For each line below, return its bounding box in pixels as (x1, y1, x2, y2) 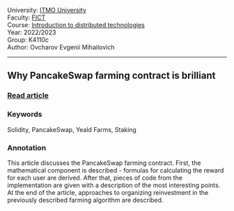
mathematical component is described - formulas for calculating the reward (7, 166, 224, 174)
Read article (7, 91, 49, 101)
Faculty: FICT (7, 13, 46, 22)
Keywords (7, 110, 42, 119)
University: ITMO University (7, 6, 87, 14)
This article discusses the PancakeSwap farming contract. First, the (7, 159, 201, 167)
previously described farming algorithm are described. (7, 196, 164, 204)
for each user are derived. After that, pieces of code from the (7, 173, 183, 182)
